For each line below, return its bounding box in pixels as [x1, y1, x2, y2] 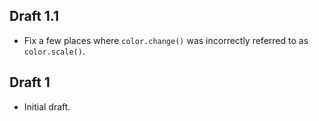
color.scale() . [23, 45, 86, 57]
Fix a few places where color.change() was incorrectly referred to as [23, 34, 309, 46]
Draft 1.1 [9, 8, 60, 25]
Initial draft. [23, 100, 71, 113]
